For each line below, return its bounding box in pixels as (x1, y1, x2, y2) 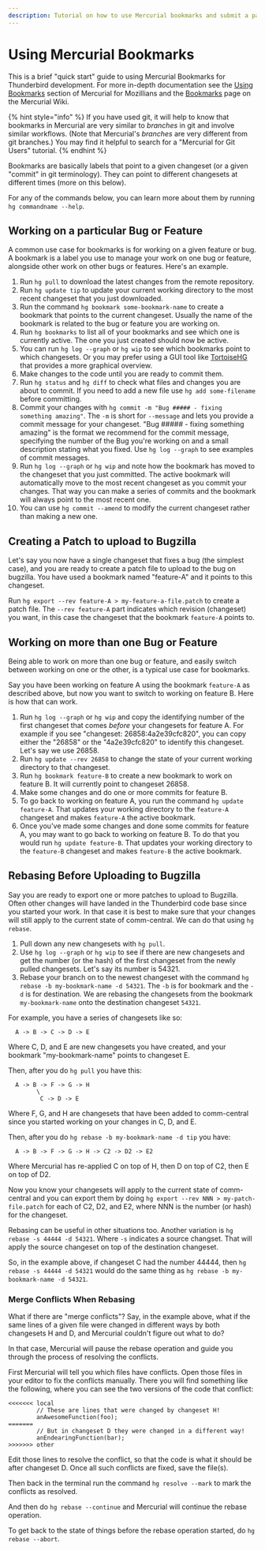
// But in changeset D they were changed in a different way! (36, 1427, 245, 1436)
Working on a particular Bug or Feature (8, 224, 203, 237)
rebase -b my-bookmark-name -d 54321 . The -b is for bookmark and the (19, 980, 249, 990)
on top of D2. (8, 1169, 51, 1179)
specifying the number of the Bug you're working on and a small (19, 436, 229, 446)
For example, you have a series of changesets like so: (8, 1013, 183, 1022)
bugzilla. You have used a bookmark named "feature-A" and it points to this (8, 573, 253, 582)
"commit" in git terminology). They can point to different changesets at (8, 169, 238, 178)
